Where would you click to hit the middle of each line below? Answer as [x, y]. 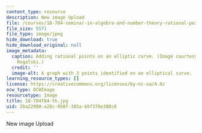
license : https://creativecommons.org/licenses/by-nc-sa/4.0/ [86, 84]
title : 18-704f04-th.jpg [37, 101]
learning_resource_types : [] [43, 78]
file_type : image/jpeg [35, 34]
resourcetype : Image [32, 95]
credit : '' [25, 67]
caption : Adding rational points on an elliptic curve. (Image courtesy [105, 56]
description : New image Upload [45, 17]
